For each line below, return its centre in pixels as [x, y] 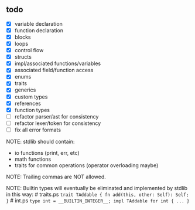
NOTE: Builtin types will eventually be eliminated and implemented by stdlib [97, 188]
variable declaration [38, 23]
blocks [23, 37]
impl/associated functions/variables [58, 63]
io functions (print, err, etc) [47, 153]
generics [25, 90]
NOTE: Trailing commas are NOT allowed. [56, 177]
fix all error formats [38, 130]
